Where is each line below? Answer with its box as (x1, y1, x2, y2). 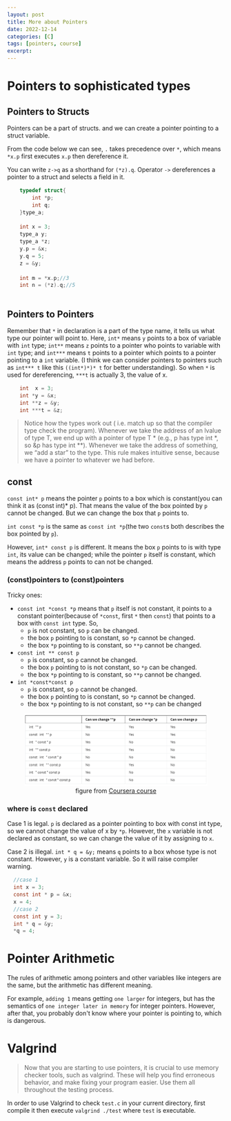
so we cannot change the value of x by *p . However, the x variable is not (7, 827, 212, 836)
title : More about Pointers (7, 18, 88, 26)
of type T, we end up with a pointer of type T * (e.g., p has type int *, (23, 434, 219, 442)
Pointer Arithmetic (7, 951, 115, 967)
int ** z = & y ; (19, 399, 60, 406)
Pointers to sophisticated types (7, 78, 191, 94)
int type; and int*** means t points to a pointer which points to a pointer (7, 348, 216, 357)
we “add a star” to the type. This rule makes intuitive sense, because (23, 449, 220, 457)
